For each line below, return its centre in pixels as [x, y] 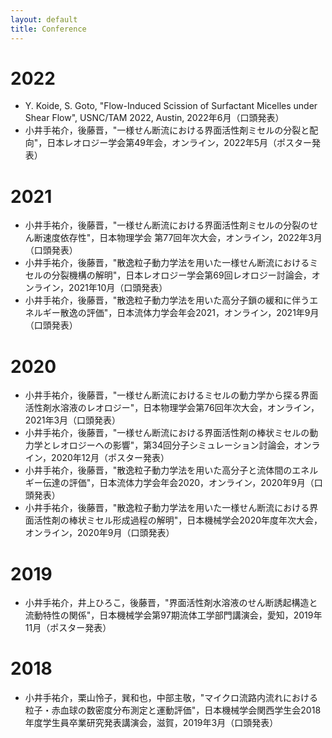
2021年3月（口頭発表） [73, 420]
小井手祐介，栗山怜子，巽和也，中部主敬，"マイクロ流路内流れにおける [171, 698]
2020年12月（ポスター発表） [110, 458]
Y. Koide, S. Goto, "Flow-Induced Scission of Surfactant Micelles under [171, 106]
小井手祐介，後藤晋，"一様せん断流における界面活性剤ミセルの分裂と [167, 130]
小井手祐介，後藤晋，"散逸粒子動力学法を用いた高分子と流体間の [158, 470]
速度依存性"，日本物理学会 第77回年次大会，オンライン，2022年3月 [182, 238]
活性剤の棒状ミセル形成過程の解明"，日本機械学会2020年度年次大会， [178, 520]
